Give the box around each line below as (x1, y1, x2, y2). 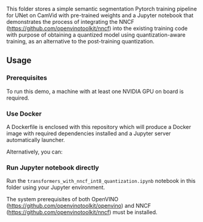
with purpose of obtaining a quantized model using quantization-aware (6, 31, 186, 39)
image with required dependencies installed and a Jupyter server (6, 130, 171, 137)
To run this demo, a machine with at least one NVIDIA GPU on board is (6, 87, 184, 95)
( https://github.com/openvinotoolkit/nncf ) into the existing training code (6, 24, 188, 32)
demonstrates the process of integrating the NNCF (6, 18, 135, 25)
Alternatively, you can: (6, 148, 63, 155)
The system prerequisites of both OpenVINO (6, 196, 118, 203)
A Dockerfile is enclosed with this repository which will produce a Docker (6, 123, 191, 130)
